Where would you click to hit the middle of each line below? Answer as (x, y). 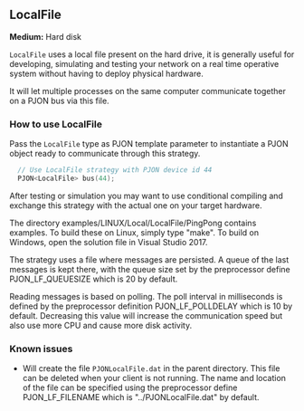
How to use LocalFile (56, 124)
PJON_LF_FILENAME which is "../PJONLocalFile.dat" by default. (141, 397)
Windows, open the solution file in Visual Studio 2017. (109, 242)
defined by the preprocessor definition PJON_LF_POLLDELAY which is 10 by (151, 306)
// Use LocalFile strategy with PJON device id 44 (115, 170)
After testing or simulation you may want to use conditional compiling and (146, 196)
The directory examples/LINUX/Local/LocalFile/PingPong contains (133, 223)
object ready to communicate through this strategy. (105, 154)
